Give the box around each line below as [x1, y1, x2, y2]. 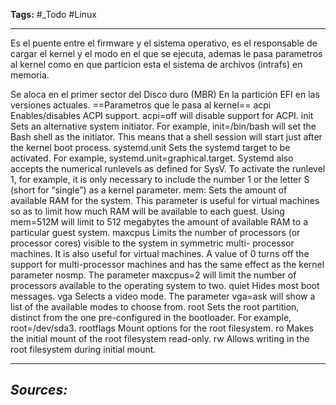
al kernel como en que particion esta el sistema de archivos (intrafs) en [10, 59, 303, 70]
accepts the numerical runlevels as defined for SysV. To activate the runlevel [10, 163, 326, 174]
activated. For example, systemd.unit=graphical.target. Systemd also [10, 152, 294, 164]
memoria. [10, 69, 50, 81]
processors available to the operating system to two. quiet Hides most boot [10, 280, 320, 291]
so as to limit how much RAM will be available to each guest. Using [10, 205, 285, 217]
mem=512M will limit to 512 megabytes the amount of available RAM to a [10, 216, 308, 228]
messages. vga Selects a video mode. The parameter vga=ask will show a [10, 290, 316, 302]
